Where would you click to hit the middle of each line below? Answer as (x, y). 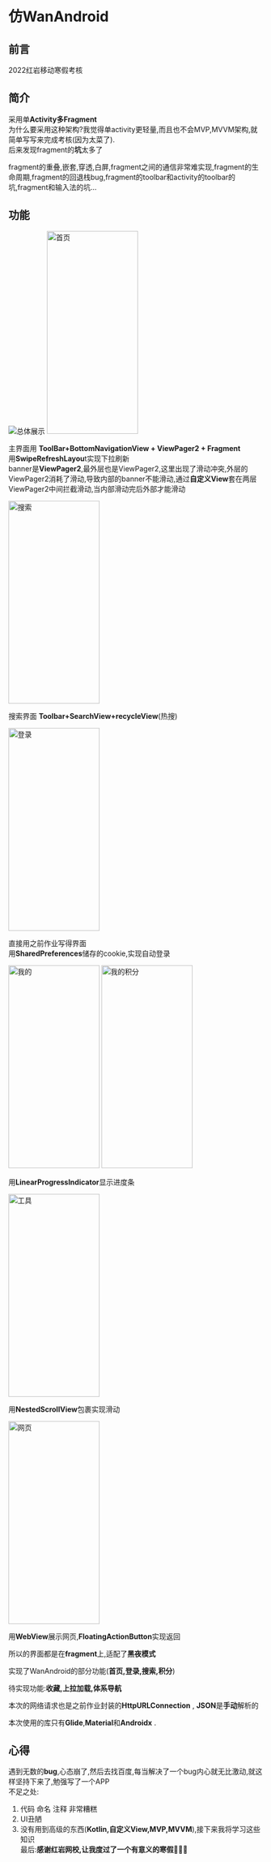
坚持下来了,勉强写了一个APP (62, 1782)
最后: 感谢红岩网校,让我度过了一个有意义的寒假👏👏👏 (104, 1850)
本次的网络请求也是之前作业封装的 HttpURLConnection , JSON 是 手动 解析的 (133, 1705)
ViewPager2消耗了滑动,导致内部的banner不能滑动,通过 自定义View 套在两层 (133, 479)
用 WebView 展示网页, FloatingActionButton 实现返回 (94, 1636)
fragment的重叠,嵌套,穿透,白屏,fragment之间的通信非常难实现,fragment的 (130, 166)
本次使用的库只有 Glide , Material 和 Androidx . (82, 1722)
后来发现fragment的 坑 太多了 (56, 149)
